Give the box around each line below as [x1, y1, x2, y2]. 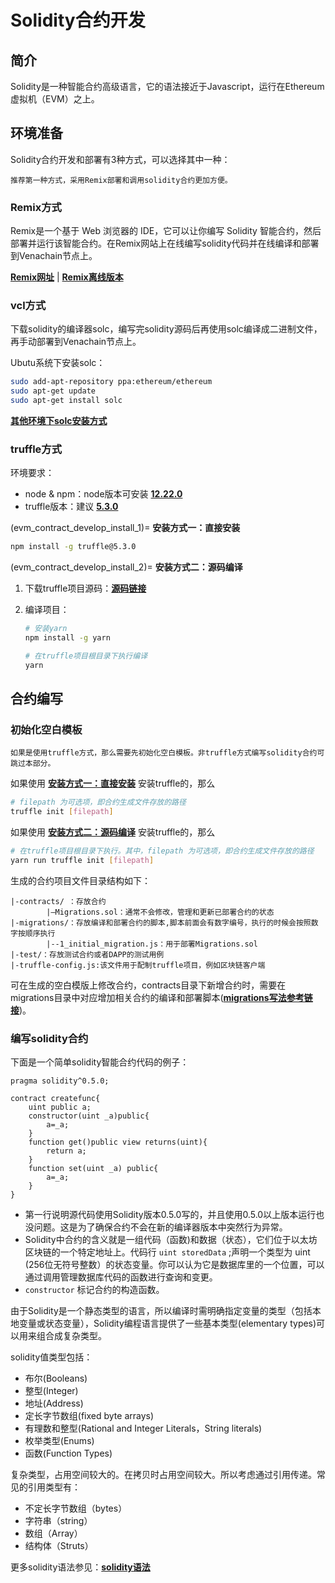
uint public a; [28, 1102, 92, 1113]
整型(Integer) [24, 1385, 79, 1397]
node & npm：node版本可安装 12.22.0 [24, 488, 183, 500]
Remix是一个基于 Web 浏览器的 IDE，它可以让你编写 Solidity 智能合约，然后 [10, 225, 322, 237]
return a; [46, 1146, 87, 1156]
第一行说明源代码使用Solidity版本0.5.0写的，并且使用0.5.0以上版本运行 [24, 1209, 317, 1221]
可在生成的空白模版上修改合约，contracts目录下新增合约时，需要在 [10, 979, 287, 991]
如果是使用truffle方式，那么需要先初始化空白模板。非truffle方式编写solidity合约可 [10, 748, 325, 758]
